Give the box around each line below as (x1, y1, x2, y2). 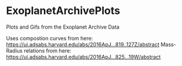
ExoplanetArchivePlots (6, 4, 120, 18)
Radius (6, 47, 23, 54)
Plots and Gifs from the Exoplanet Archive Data (6, 23, 120, 30)
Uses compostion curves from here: (6, 34, 93, 41)
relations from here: (23, 47, 72, 54)
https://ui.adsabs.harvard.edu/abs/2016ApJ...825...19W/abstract (6, 53, 161, 60)
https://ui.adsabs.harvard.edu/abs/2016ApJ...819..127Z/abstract (6, 41, 160, 48)
